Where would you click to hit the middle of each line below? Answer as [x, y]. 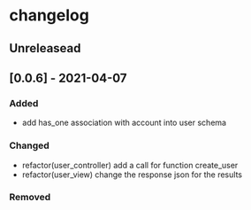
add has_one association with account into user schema [124, 123]
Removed [30, 198]
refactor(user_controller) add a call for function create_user [130, 165]
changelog [49, 16]
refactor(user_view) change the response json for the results [132, 175]
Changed [30, 145]
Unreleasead [45, 48]
